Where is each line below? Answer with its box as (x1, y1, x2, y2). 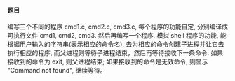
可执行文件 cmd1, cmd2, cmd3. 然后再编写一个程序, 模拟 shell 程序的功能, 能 (7, 31, 227, 40)
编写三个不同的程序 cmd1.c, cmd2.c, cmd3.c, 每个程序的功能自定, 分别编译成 (7, 22, 228, 31)
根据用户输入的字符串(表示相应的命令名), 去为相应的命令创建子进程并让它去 (7, 40, 224, 48)
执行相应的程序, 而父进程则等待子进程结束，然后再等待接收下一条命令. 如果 (7, 49, 223, 57)
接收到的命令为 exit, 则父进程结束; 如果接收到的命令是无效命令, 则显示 (7, 57, 208, 66)
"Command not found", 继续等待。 (7, 66, 107, 75)
